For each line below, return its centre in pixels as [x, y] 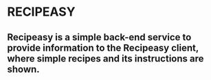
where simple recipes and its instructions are [105, 58]
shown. [23, 69]
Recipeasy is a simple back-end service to [99, 37]
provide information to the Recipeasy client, [103, 48]
